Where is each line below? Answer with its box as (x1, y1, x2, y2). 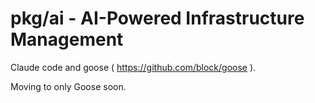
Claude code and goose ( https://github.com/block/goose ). (10, 61, 257, 73)
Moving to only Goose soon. (10, 80, 127, 92)
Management (10, 28, 124, 51)
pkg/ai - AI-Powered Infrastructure (10, 7, 305, 30)
